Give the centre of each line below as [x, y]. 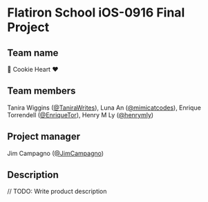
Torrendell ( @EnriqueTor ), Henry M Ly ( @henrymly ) [81, 114]
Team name [33, 53]
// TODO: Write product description [57, 192]
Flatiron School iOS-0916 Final [96, 13]
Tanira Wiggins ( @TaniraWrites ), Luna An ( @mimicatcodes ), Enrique [104, 108]
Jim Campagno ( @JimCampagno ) [56, 153]
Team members [41, 91]
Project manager [44, 137]
